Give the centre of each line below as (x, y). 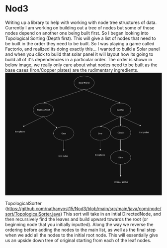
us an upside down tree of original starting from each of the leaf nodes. (78, 240)
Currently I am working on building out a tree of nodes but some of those (80, 27)
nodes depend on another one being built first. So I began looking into (77, 33)
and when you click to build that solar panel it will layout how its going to (79, 54)
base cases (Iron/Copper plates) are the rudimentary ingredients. (72, 70)
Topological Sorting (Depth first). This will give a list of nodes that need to (81, 38)
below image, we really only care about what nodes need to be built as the (81, 65)
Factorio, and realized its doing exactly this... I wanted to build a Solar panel (83, 49)
